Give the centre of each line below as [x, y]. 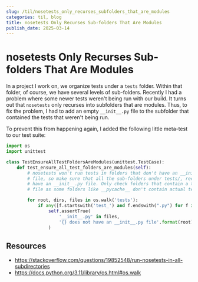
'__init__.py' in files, [89, 217]
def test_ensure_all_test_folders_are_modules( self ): [84, 168]
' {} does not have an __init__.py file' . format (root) [126, 222]
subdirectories [32, 267]
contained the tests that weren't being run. [58, 117]
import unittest [26, 152]
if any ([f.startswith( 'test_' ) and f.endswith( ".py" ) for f [113, 206]
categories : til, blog [34, 17]
